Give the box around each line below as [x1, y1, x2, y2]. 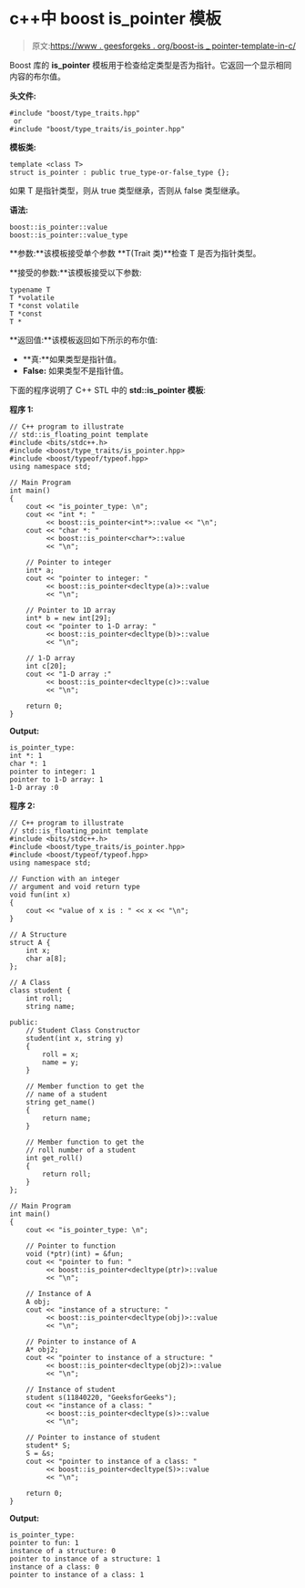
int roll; [25, 993, 64, 1003]
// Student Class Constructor [25, 1025, 141, 1035]
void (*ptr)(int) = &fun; [25, 1249, 125, 1259]
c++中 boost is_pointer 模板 [9, 8, 221, 29]
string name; [25, 1002, 76, 1011]
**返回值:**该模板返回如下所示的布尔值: [9, 334, 158, 345]
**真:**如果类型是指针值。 [22, 353, 121, 365]
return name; [42, 1114, 92, 1123]
